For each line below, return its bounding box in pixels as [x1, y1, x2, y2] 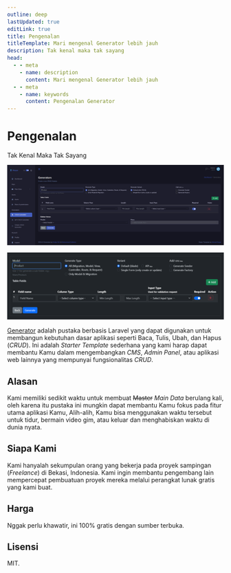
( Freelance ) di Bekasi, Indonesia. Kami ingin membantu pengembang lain [7, 468, 214, 477]
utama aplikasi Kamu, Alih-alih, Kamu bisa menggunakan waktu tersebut [7, 408, 212, 416]
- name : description [19, 69, 78, 76]
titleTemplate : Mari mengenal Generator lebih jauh [7, 40, 158, 47]
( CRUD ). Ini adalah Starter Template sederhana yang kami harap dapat [7, 341, 208, 350]
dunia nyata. [7, 423, 43, 431]
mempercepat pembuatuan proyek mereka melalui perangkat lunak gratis [7, 475, 215, 484]
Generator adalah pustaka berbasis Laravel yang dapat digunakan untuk [7, 326, 212, 335]
